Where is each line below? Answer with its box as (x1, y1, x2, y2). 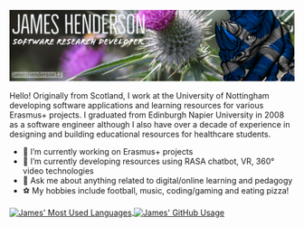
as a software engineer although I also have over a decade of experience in (9, 119, 291, 129)
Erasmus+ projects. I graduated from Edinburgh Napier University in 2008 (9, 109, 285, 120)
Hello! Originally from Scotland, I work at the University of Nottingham (9, 90, 270, 100)
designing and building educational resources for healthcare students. (9, 128, 271, 139)
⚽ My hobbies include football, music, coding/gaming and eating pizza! (22, 185, 290, 195)
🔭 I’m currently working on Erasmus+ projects (22, 147, 194, 156)
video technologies (22, 166, 94, 176)
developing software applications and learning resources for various (9, 100, 264, 110)
